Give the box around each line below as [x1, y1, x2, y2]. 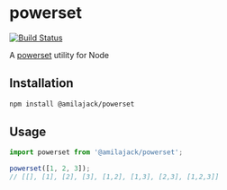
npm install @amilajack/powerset [9, 99, 135, 108]
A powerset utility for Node [9, 49, 110, 60]
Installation [9, 75, 74, 91]
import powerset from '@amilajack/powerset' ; [9, 148, 183, 157]
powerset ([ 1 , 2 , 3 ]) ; [9, 164, 91, 173]
